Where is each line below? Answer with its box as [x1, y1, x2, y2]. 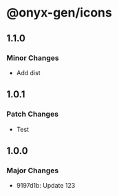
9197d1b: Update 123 [16, 182, 76, 190]
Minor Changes [6, 53, 59, 63]
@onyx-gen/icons [6, 5, 113, 21]
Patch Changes [6, 109, 59, 119]
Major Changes [6, 166, 59, 175]
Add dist [16, 68, 41, 77]
